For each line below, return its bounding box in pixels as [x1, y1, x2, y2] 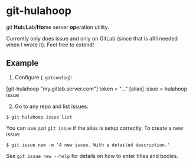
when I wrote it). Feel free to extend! [6, 41, 94, 48]
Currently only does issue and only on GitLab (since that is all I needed [6, 35, 178, 42]
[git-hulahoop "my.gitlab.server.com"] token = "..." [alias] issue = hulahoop [6, 85, 188, 92]
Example [6, 58, 39, 68]
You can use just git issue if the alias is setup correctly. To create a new [6, 124, 184, 132]
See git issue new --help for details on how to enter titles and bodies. [6, 152, 179, 159]
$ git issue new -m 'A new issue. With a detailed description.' [6, 142, 170, 148]
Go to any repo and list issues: [14, 103, 89, 110]
